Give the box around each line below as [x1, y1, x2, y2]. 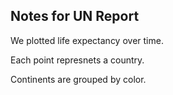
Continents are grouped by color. [10, 73, 147, 85]
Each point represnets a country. [10, 54, 145, 66]
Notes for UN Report [10, 8, 140, 25]
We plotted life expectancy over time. [10, 34, 164, 46]
